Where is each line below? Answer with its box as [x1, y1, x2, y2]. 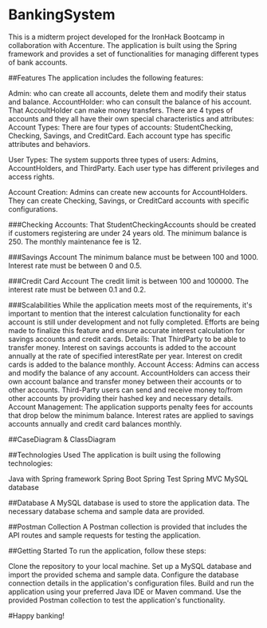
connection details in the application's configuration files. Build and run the [8, 578, 254, 588]
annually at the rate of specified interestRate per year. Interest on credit [8, 351, 243, 360]
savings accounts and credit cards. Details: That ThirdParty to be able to [8, 334, 246, 344]
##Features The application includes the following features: [8, 73, 204, 82]
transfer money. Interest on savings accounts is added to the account [8, 342, 237, 352]
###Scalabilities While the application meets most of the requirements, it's [8, 300, 253, 309]
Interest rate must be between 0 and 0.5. [8, 260, 142, 270]
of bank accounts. [8, 58, 68, 67]
